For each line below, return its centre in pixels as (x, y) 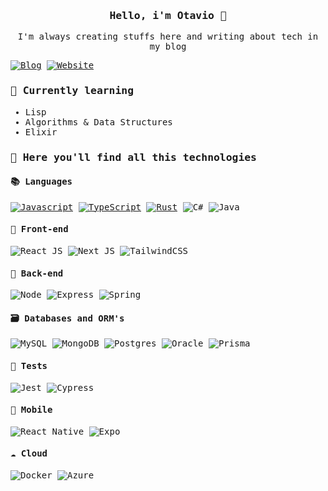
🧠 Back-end (37, 273)
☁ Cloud (29, 453)
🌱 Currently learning (72, 91)
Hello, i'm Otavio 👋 (168, 15)
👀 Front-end (39, 229)
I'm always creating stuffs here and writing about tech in (168, 37)
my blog (168, 47)
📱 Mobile (31, 410)
